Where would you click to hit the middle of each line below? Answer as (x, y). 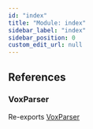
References (37, 77)
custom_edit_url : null (45, 45)
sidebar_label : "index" (47, 30)
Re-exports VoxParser (44, 116)
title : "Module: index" (47, 23)
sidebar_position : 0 (42, 38)
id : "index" (28, 15)
